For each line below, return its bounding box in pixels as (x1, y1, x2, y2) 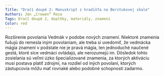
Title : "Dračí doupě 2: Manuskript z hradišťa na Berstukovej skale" (5, 7, 150, 12)
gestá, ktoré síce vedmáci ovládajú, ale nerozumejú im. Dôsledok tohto (5, 50, 148, 56)
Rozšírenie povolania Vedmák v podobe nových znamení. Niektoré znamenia (5, 34, 160, 40)
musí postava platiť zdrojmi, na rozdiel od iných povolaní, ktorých (5, 60, 136, 66)
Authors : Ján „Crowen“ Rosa (5, 12, 63, 17)
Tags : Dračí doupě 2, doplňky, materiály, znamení (5, 16, 111, 21)
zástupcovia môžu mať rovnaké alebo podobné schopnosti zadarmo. (5, 66, 143, 72)
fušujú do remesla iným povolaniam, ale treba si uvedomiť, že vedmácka (5, 40, 151, 46)
